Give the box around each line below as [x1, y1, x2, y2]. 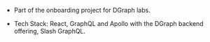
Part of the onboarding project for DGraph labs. [13, 6, 150, 14]
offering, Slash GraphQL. [13, 27, 86, 35]
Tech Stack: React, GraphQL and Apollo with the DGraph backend [13, 20, 204, 27]
